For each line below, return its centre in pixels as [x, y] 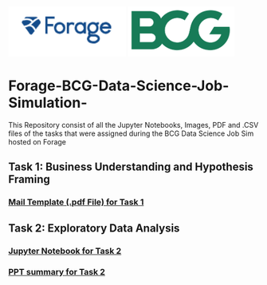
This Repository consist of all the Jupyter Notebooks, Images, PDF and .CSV [133, 125]
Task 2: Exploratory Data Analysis [94, 228]
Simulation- [48, 103]
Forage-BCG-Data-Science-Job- [119, 86]
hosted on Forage [37, 141]
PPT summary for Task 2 [57, 272]
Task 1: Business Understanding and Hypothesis [131, 167]
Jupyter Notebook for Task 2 [65, 251]
